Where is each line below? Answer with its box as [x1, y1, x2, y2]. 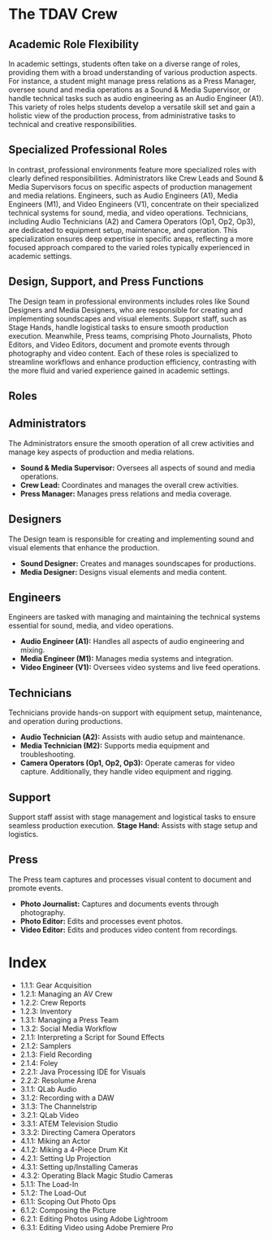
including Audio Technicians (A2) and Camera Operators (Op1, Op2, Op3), [8, 217, 256, 226]
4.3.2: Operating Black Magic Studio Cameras [19, 1170, 173, 1181]
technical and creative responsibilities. [8, 120, 137, 129]
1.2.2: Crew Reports [19, 997, 87, 1007]
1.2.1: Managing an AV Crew [19, 988, 113, 998]
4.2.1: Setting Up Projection [19, 1153, 111, 1163]
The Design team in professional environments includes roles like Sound [8, 296, 250, 306]
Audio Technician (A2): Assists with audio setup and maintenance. [19, 732, 245, 742]
